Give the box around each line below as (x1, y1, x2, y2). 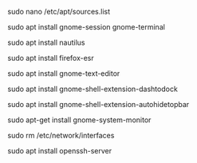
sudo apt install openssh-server (7, 146, 112, 155)
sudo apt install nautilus (7, 38, 85, 47)
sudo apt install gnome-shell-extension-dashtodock (7, 84, 179, 93)
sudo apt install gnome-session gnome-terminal (7, 22, 165, 31)
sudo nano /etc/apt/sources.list (7, 7, 111, 16)
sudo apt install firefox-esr (7, 54, 95, 62)
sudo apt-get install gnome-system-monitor (7, 115, 152, 125)
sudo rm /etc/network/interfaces (7, 131, 115, 140)
